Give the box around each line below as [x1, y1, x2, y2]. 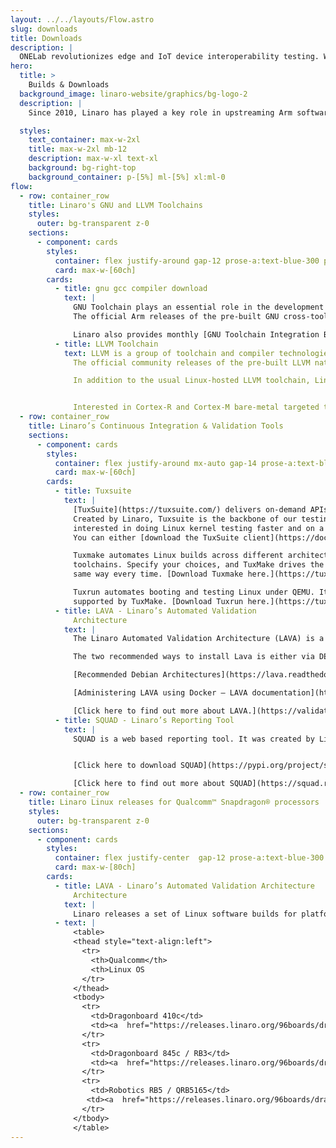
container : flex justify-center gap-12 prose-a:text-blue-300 [54, 853, 325, 863]
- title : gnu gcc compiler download [54, 284, 208, 294]
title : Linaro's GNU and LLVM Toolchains [28, 200, 203, 210]
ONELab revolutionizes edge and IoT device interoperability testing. [19, 52, 320, 62]
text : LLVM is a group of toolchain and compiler [63, 348, 275, 358]
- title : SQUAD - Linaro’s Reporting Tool [54, 715, 235, 725]
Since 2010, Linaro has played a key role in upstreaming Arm [28, 107, 293, 118]
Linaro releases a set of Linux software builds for [73, 909, 298, 919]
